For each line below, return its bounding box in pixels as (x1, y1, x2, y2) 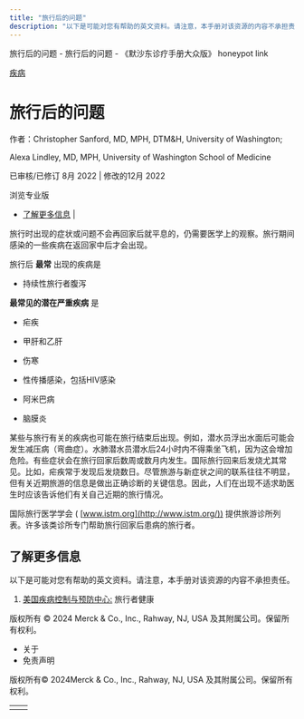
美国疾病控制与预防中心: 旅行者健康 (22, 594, 155, 605)
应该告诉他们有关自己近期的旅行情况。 (24, 489, 168, 500)
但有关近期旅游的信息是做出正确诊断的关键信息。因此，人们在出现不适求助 (9, 478, 287, 489)
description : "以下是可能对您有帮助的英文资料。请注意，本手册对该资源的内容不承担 (9, 22, 289, 31)
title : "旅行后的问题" (9, 13, 87, 23)
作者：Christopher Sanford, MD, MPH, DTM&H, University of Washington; (9, 133, 283, 145)
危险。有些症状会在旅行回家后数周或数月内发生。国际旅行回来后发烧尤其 (9, 455, 279, 466)
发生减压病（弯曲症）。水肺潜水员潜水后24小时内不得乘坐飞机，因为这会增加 (9, 443, 293, 454)
